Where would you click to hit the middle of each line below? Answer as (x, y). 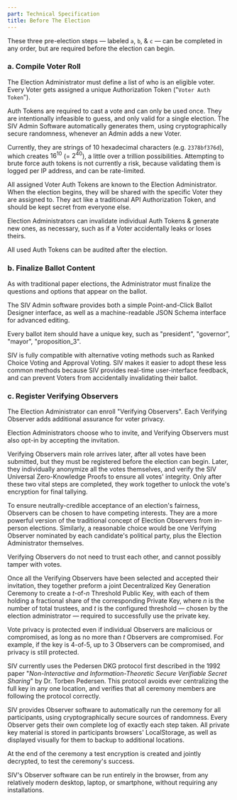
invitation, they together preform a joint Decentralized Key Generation (109, 586)
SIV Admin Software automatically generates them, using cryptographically (117, 126)
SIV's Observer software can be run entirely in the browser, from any (108, 775)
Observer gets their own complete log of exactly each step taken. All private (118, 725)
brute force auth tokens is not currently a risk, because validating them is (114, 163)
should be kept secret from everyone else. (69, 207)
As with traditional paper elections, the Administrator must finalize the (109, 284)
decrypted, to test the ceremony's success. (71, 761)
